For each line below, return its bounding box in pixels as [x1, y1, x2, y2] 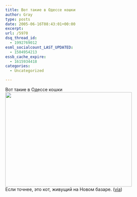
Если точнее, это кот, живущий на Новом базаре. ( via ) [5, 186, 123, 192]
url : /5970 [5, 31, 28, 36]
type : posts [5, 17, 30, 22]
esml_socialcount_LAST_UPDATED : [5, 45, 73, 50]
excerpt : [5, 26, 24, 31]
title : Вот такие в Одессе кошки [5, 7, 76, 13]
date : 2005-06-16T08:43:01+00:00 [5, 21, 76, 27]
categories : [5, 63, 30, 69]
